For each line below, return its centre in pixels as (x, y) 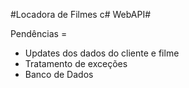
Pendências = (39, 33)
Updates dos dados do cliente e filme (102, 53)
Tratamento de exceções (76, 63)
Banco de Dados (59, 74)
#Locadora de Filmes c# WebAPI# (81, 14)
